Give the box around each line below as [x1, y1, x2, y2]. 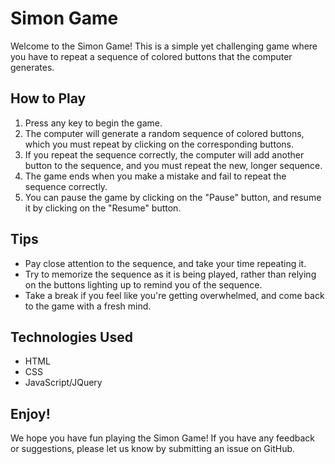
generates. [10, 61, 55, 73]
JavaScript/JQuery [24, 377, 103, 389]
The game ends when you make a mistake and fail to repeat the [24, 170, 287, 182]
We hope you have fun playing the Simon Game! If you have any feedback [10, 432, 315, 444]
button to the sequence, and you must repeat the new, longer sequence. [24, 159, 323, 171]
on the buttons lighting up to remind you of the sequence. [24, 278, 263, 291]
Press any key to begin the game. [24, 117, 163, 129]
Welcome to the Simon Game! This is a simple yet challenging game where [10, 40, 318, 52]
